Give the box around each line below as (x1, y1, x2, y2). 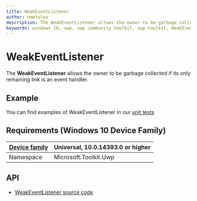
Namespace (9, 153, 43, 161)
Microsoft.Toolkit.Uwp (53, 153, 115, 161)
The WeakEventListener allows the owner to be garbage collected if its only (6, 70, 191, 77)
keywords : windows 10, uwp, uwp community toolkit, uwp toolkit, (6, 25, 169, 31)
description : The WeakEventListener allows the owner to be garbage (6, 19, 177, 25)
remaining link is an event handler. (6, 76, 89, 83)
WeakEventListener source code (14, 189, 94, 196)
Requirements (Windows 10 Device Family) (6, 126, 166, 136)
